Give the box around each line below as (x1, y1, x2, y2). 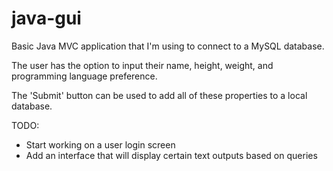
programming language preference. (11, 70, 158, 82)
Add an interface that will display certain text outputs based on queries (25, 149, 318, 161)
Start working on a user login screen (25, 138, 176, 151)
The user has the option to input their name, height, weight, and (11, 59, 274, 71)
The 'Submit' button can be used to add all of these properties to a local (11, 89, 308, 101)
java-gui (11, 7, 82, 30)
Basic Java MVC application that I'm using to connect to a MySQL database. (11, 40, 325, 52)
